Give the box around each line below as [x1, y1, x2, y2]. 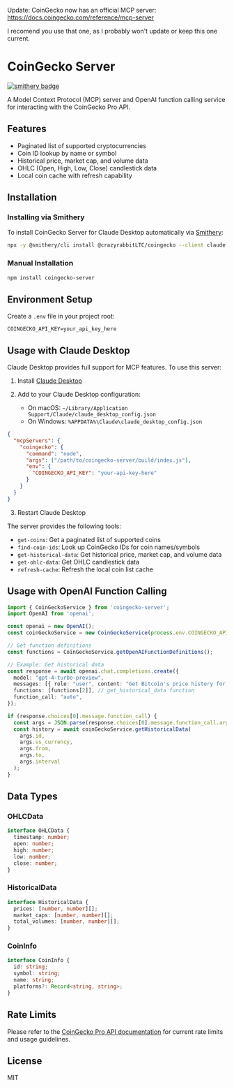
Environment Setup [7, 293, 93, 305]
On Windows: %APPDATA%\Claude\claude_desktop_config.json [27, 417, 203, 425]
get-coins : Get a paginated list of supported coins [17, 535, 162, 543]
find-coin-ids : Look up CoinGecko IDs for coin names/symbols [17, 543, 201, 551]
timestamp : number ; [13, 834, 70, 841]
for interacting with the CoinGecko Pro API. [7, 103, 131, 111]
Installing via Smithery [7, 212, 85, 222]
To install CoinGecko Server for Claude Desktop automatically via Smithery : [7, 228, 224, 237]
